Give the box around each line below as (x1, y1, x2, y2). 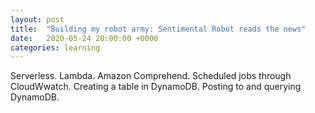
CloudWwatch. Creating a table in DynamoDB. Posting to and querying (10, 81, 302, 93)
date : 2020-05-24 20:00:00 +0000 (10, 33, 159, 43)
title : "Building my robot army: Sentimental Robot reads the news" (10, 24, 307, 34)
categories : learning (10, 42, 101, 53)
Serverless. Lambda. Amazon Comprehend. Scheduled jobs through (10, 70, 292, 82)
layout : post (10, 14, 65, 25)
